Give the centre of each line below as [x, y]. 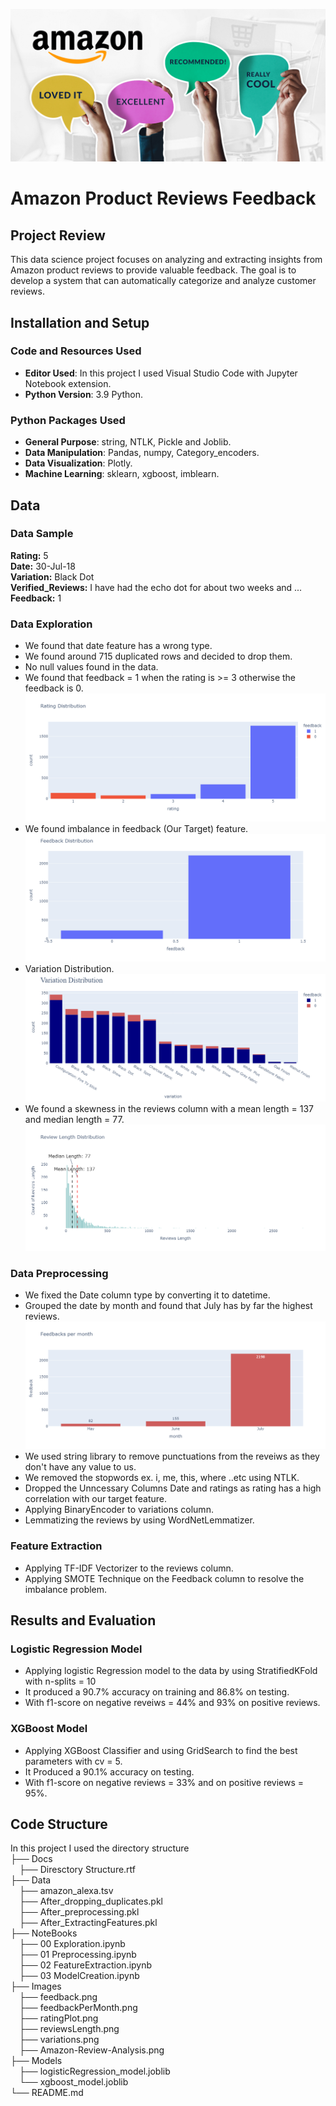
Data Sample [42, 534]
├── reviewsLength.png [69, 2029]
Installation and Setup [80, 322]
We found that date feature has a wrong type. [118, 646]
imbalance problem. [66, 1589]
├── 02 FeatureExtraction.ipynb [86, 1965]
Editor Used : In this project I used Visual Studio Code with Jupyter [161, 373]
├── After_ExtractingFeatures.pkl [88, 1923]
